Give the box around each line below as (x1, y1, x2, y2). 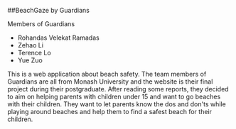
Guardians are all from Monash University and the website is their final (7, 77, 213, 86)
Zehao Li (17, 41, 44, 49)
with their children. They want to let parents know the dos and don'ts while (7, 100, 226, 108)
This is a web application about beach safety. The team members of (7, 70, 207, 78)
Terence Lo (17, 49, 51, 57)
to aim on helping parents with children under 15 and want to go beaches (7, 92, 221, 101)
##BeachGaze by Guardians (7, 6, 90, 14)
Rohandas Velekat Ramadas (17, 33, 100, 42)
